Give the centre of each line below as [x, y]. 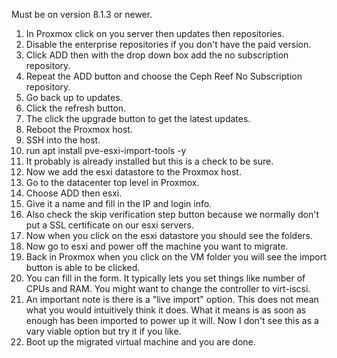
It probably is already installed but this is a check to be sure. [149, 161]
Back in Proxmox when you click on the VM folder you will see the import [176, 257]
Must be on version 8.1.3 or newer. [82, 14]
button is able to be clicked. [83, 267]
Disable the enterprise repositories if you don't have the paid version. [168, 44]
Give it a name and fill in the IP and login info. [119, 203]
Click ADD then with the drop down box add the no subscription [157, 55]
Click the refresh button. [76, 108]
